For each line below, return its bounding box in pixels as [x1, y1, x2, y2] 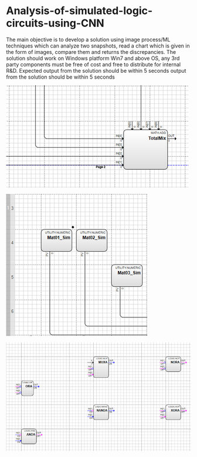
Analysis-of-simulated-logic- [6, 4, 153, 18]
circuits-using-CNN [6, 16, 104, 30]
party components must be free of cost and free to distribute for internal [6, 60, 181, 68]
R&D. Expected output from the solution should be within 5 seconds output [6, 67, 186, 74]
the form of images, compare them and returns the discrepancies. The [6, 48, 176, 55]
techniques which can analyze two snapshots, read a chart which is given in [6, 42, 190, 49]
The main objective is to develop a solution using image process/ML [6, 36, 171, 43]
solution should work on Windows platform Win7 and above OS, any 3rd [6, 55, 180, 62]
